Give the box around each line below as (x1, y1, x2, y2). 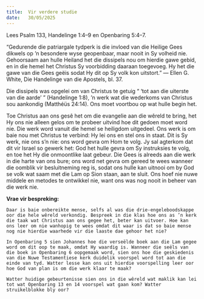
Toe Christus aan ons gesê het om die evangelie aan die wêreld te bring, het (6, 112, 197, 119)
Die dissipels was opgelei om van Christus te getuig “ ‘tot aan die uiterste (6, 87, 189, 94)
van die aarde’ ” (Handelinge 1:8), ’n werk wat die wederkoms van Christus (6, 94, 193, 101)
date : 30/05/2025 (6, 15, 56, 21)
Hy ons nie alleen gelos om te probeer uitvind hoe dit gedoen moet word (6, 118, 188, 125)
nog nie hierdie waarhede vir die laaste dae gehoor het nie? (6, 228, 167, 234)
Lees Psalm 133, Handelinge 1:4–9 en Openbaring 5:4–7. (6, 31, 147, 38)
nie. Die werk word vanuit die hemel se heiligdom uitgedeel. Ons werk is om (6, 125, 196, 132)
